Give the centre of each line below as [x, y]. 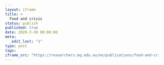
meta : [10, 37]
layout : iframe [20, 10]
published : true [21, 28]
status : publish [21, 23]
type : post [16, 46]
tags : [10, 50]
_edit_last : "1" [26, 42]
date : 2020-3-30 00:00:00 [31, 32]
